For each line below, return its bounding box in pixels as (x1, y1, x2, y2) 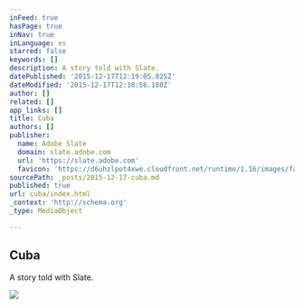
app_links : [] (9, 106, 63, 115)
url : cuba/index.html (9, 190, 91, 199)
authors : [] (9, 123, 54, 132)
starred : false (9, 47, 67, 56)
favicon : (17, 164, 51, 173)
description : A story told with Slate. (9, 64, 160, 73)
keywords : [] (9, 55, 59, 64)
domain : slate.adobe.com (17, 147, 111, 156)
